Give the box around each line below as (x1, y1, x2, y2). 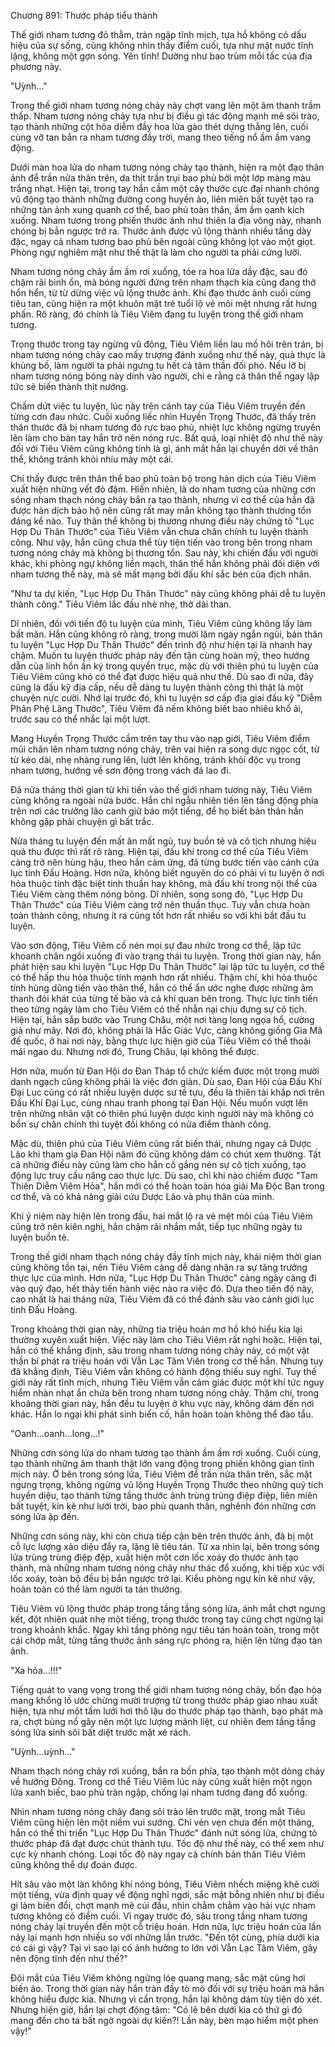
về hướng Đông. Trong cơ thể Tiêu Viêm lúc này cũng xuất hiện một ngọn (10, 1776, 313, 1787)
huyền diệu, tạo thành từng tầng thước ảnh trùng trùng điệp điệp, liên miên (10, 1490, 318, 1501)
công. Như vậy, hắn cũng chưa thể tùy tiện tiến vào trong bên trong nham (10, 536, 313, 548)
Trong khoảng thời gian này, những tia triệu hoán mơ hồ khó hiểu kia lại (10, 1323, 303, 1335)
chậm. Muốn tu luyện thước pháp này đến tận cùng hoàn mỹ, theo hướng (10, 650, 310, 661)
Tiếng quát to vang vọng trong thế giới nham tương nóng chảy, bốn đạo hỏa (10, 1684, 322, 1695)
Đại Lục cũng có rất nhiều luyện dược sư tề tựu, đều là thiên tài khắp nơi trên (10, 1086, 325, 1098)
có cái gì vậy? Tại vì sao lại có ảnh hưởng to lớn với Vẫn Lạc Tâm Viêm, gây (10, 1942, 318, 1954)
